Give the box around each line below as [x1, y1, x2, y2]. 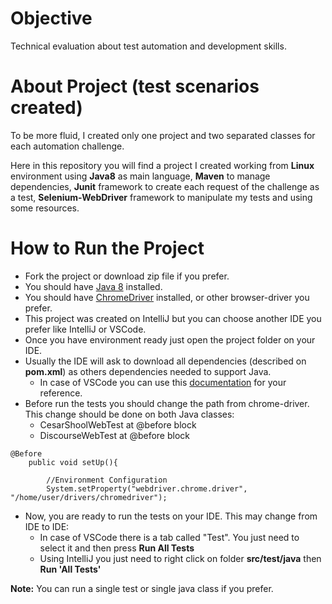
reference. [39, 387, 83, 399]
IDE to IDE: [24, 520, 70, 532]
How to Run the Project [10, 237, 205, 260]
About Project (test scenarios [10, 75, 260, 98]
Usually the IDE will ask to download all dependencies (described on [24, 355, 307, 367]
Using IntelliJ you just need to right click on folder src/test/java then [39, 552, 322, 564]
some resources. [10, 202, 80, 214]
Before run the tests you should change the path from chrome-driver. [24, 397, 310, 409]
